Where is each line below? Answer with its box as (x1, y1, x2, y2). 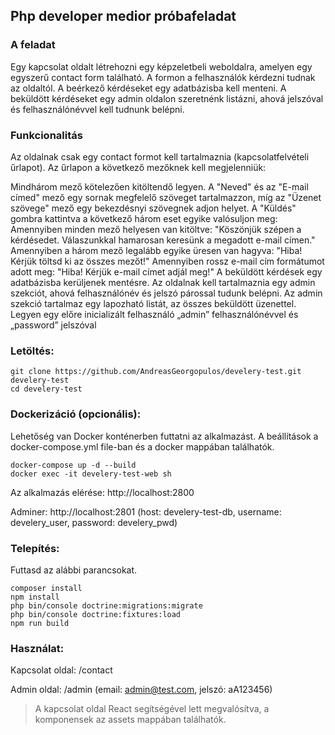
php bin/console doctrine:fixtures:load (10, 609, 182, 619)
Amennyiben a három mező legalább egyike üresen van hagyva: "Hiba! (10, 244, 303, 256)
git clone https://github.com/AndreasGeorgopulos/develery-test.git (10, 367, 302, 377)
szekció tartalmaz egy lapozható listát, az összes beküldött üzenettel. (10, 297, 297, 309)
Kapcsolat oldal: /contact (10, 664, 113, 676)
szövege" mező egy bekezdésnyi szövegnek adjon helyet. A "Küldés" (10, 202, 297, 214)
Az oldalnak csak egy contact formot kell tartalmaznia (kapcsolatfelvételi (10, 150, 310, 163)
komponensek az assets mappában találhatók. (34, 714, 227, 726)
